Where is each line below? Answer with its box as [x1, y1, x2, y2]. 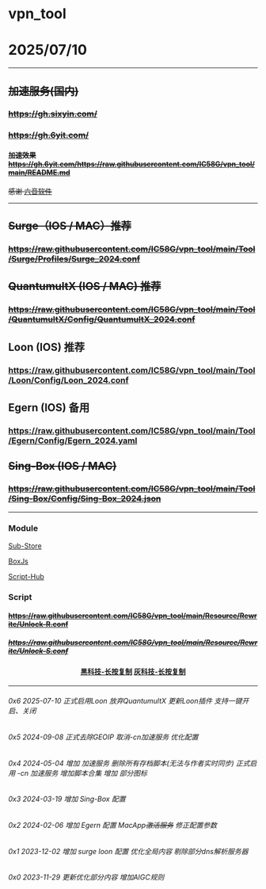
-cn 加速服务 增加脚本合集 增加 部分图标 [17, 768, 148, 777]
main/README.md [8, 167, 70, 177]
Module [8, 523, 38, 534]
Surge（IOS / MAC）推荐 [8, 219, 132, 232]
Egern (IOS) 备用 [8, 401, 89, 414]
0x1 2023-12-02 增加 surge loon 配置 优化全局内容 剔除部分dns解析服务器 [8, 846, 249, 856]
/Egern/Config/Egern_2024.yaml [8, 435, 138, 446]
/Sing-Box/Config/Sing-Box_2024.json [8, 493, 161, 504]
